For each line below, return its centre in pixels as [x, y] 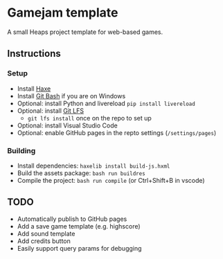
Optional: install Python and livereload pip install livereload [106, 103]
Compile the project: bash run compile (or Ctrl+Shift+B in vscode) [111, 180]
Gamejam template [63, 13]
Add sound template [46, 233]
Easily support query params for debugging [79, 248]
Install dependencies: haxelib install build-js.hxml [93, 166]
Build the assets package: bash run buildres [81, 173]
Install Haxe [34, 89]
